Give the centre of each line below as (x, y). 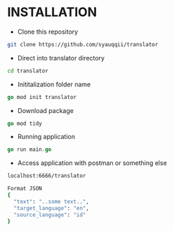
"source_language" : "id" (50, 215)
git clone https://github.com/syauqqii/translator (83, 44)
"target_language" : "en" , (52, 208)
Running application (46, 137)
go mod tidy (25, 124)
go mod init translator (42, 97)
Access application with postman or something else (92, 163)
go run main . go (29, 150)
